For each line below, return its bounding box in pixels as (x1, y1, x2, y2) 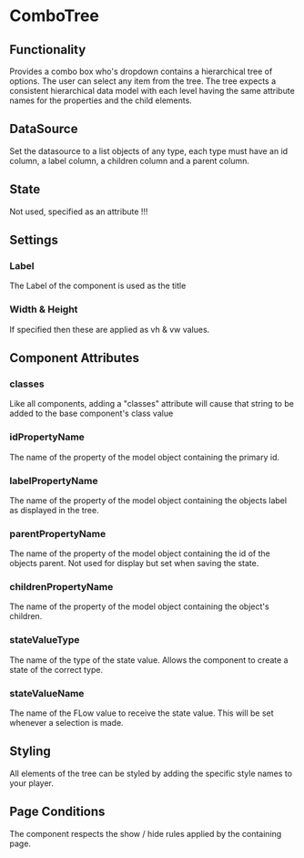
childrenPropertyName (9, 581, 114, 594)
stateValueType (9, 634, 80, 646)
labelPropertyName (9, 474, 98, 487)
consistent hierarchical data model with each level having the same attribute (9, 86, 296, 96)
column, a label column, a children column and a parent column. (9, 155, 250, 166)
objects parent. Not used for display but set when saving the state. (9, 558, 259, 569)
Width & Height (9, 303, 78, 315)
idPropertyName (9, 430, 85, 443)
